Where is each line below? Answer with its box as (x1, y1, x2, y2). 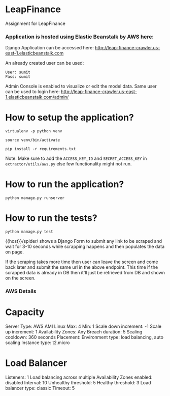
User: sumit (5, 70, 30, 75)
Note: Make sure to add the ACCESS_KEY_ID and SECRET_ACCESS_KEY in (5, 155, 147, 161)
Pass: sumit (5, 74, 30, 79)
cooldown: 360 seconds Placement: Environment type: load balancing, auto (5, 334, 164, 340)
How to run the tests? (5, 212, 97, 224)
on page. (5, 249, 24, 255)
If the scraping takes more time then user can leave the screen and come (5, 259, 158, 265)
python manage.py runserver (5, 195, 65, 201)
